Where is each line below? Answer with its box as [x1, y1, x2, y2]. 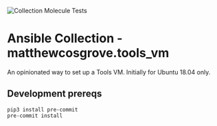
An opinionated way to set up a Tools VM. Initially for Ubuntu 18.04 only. [7, 67, 211, 76]
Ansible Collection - [7, 31, 123, 46]
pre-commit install [7, 112, 63, 119]
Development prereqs [7, 88, 102, 100]
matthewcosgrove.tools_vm [7, 45, 170, 61]
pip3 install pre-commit [7, 106, 78, 113]
